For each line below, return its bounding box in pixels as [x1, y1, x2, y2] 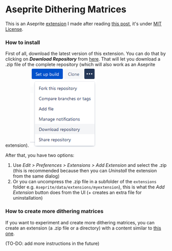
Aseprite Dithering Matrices [5, 4, 127, 15]
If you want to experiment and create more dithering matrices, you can [5, 219, 155, 225]
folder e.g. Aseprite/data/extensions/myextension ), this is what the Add [12, 184, 165, 190]
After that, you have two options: [5, 152, 74, 159]
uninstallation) [12, 195, 43, 201]
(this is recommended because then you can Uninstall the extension [12, 168, 157, 174]
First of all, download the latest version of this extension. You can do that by [5, 50, 166, 57]
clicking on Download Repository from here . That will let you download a [5, 56, 161, 62]
